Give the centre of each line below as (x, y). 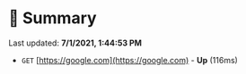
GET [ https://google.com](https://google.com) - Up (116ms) (130, 60)
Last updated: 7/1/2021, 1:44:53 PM (75, 43)
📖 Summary (53, 18)
